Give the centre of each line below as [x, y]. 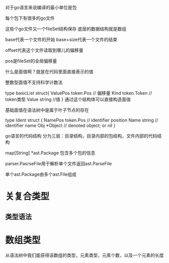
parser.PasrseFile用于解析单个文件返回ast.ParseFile [59, 163]
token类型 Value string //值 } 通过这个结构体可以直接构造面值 [68, 99]
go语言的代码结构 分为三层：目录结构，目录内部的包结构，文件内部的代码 [81, 136]
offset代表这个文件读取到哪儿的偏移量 [45, 50]
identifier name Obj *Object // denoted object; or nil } [60, 125]
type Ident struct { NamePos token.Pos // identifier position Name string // [82, 120]
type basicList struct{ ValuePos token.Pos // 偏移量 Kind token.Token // [79, 93]
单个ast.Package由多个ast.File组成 [41, 174]
